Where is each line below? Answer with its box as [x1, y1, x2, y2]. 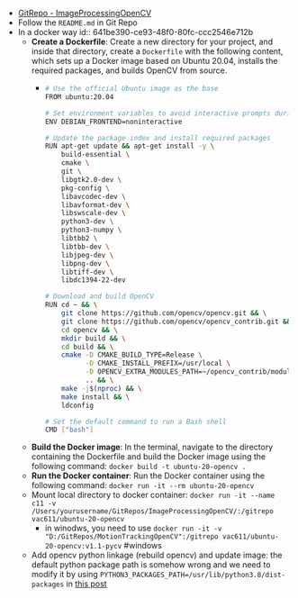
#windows [123, 540, 162, 551]
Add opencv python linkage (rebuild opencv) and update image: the [31, 549, 283, 561]
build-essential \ [61, 150, 131, 159]
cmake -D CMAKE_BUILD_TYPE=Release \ [61, 350, 203, 359]
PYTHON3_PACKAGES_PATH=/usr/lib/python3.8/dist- [100, 571, 286, 580]
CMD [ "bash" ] [44, 425, 95, 435]
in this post [66, 578, 107, 589]
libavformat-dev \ [61, 200, 131, 210]
